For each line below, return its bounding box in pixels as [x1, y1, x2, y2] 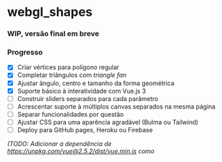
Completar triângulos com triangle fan [17, 71, 127, 80]
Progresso [7, 48, 43, 57]
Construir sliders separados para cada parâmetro [17, 94, 158, 102]
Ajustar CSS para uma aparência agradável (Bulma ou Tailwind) [17, 118, 199, 126]
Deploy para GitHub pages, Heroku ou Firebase [17, 125, 153, 134]
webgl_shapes [7, 4, 93, 20]
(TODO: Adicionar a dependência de [7, 139, 112, 147]
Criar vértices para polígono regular [17, 63, 120, 71]
